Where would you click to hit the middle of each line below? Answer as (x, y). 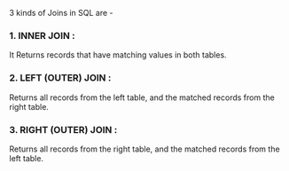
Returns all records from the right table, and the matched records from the (145, 149)
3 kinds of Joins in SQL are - (61, 13)
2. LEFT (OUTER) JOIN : (60, 78)
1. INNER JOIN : (42, 35)
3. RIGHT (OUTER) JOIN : (63, 129)
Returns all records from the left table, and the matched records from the (142, 97)
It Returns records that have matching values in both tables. (118, 55)
